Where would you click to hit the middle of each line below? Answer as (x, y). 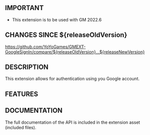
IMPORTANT (24, 8)
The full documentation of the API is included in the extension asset (73, 122)
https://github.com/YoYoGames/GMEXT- (45, 47)
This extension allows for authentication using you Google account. (72, 79)
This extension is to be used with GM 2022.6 (57, 19)
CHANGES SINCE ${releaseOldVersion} (66, 35)
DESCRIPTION (27, 67)
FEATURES (22, 94)
